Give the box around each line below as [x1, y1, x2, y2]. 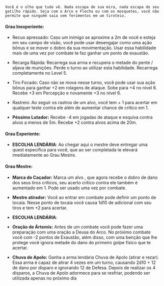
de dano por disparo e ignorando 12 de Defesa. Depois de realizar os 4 [12, 264, 156, 270]
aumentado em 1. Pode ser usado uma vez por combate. [12, 185, 127, 191]
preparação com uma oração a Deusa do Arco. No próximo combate [12, 229, 151, 235]
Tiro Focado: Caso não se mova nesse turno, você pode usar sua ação [12, 80, 156, 86]
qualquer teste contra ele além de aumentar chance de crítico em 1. [12, 105, 149, 111]
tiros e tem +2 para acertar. [12, 204, 68, 211]
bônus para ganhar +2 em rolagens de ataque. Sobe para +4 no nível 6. [12, 85, 157, 91]
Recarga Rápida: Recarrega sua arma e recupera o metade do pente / [12, 59, 153, 66]
